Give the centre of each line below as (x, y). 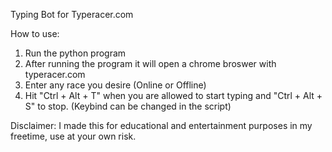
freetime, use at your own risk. (73, 136)
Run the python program (75, 53)
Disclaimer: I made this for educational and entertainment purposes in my (161, 125)
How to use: (35, 33)
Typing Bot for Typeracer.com (72, 14)
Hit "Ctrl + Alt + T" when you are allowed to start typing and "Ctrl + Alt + (173, 95)
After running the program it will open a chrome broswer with (150, 63)
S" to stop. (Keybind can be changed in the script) (128, 106)
